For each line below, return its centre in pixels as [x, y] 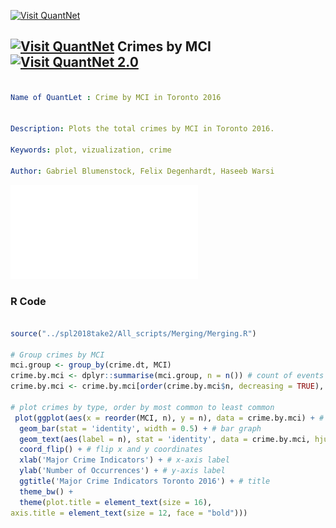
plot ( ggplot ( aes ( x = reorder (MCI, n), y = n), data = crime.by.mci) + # [169, 418]
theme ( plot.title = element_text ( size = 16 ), [116, 502]
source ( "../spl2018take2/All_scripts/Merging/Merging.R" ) [133, 333]
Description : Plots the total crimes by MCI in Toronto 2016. [142, 129]
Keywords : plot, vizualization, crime [91, 150]
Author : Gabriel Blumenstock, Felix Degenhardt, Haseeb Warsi [142, 171]
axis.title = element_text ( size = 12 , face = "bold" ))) [129, 513]
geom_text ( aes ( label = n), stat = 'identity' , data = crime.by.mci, [165, 439]
